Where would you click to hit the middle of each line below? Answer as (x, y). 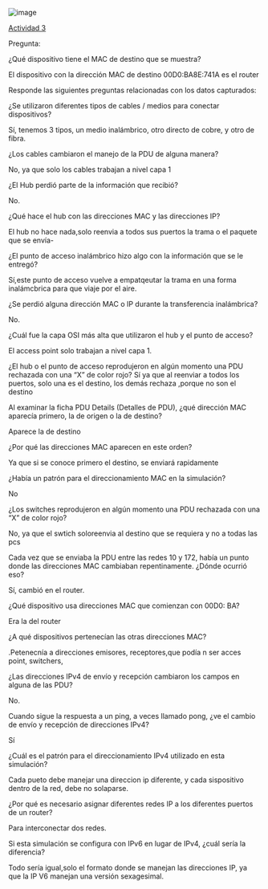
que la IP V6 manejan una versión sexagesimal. (86, 876)
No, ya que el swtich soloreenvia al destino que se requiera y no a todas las (133, 533)
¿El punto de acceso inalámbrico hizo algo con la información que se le (126, 256)
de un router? (30, 812)
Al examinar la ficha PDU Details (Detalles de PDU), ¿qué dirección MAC (128, 407)
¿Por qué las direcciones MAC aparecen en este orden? (100, 447)
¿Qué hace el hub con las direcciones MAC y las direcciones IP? (114, 216)
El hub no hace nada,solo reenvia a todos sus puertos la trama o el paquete (133, 232)
